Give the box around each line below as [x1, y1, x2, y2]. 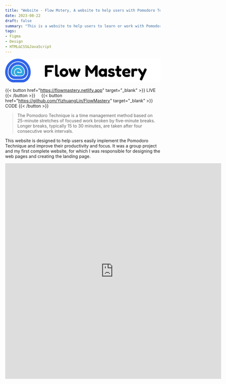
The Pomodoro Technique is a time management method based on [17, 112, 153, 118]
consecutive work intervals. [17, 128, 73, 134]
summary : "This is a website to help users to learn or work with [5, 24, 144, 29]
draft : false [5, 18, 32, 23]
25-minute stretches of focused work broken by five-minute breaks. [17, 118, 156, 123]
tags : [5, 29, 16, 34]
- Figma [5, 34, 21, 39]
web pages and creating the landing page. [5, 153, 91, 159]
